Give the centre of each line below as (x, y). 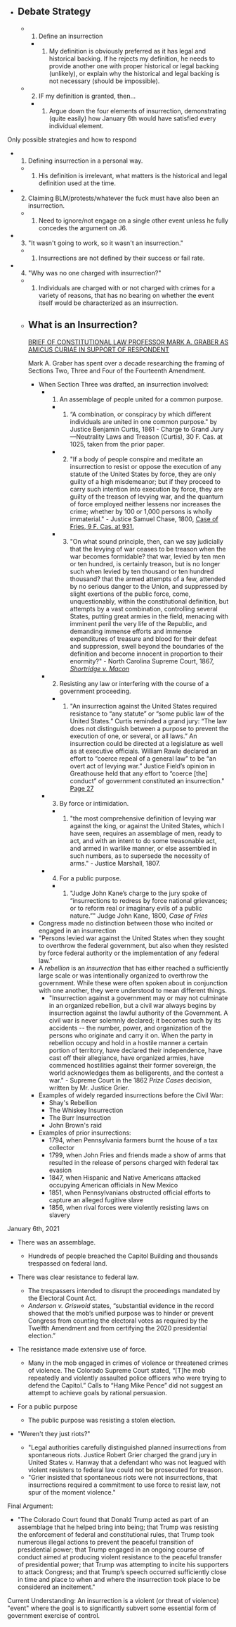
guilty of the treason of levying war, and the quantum (146, 497)
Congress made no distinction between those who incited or (126, 923)
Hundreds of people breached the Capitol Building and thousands (123, 1256)
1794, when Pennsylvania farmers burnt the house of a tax (133, 1140)
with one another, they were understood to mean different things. (132, 990)
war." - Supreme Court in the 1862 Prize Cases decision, (130, 1080)
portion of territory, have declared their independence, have (136, 1050)
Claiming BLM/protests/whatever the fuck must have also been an (123, 198)
